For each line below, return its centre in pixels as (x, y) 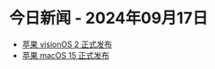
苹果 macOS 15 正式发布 (66, 55)
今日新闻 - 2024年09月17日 (109, 18)
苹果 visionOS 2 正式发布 (67, 44)
